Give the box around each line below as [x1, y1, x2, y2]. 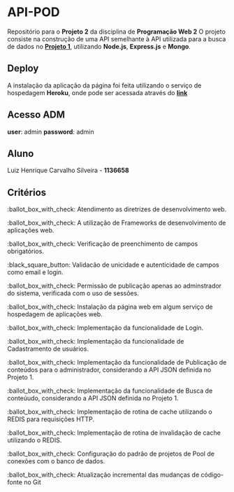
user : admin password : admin [7, 127, 94, 136]
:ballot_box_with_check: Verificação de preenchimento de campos [7, 239, 198, 248]
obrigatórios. [7, 247, 44, 255]
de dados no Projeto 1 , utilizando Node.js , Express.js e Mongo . [7, 42, 191, 50]
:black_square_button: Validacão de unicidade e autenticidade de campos [7, 260, 219, 269]
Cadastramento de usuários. [7, 344, 89, 353]
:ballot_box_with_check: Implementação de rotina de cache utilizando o [7, 407, 213, 416]
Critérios [7, 186, 47, 198]
